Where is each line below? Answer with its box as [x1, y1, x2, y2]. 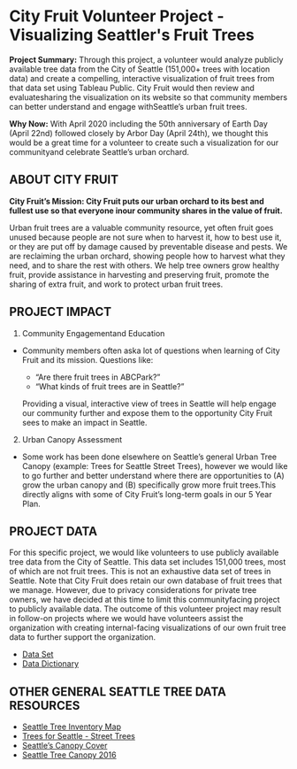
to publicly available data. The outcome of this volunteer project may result [9, 604, 282, 614]
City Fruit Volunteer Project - [9, 6, 225, 27]
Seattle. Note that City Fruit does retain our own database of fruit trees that [9, 575, 283, 586]
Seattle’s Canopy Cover [21, 741, 108, 751]
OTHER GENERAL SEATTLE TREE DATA [9, 684, 227, 699]
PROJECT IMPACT [9, 304, 112, 319]
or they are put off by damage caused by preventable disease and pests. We [9, 241, 288, 251]
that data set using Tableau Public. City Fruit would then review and [9, 82, 255, 93]
